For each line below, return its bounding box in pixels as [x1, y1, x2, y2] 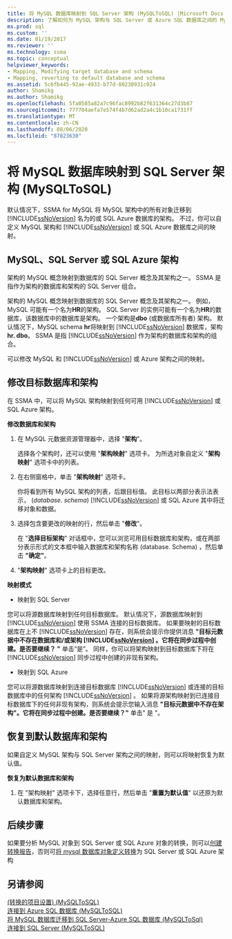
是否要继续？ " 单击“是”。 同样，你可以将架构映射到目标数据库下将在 [19, 644, 215, 653]
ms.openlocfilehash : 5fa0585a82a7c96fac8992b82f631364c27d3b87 [7, 100, 193, 107]
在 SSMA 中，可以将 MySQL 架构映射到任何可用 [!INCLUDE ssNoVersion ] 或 [7, 396, 221, 405]
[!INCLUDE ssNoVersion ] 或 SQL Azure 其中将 [90, 496, 219, 504]
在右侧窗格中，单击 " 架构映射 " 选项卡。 [17, 472, 130, 481]
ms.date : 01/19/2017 [7, 36, 67, 43]
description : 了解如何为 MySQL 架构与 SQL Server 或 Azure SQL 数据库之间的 [7, 17, 217, 24]
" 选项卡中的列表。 [29, 458, 83, 466]
